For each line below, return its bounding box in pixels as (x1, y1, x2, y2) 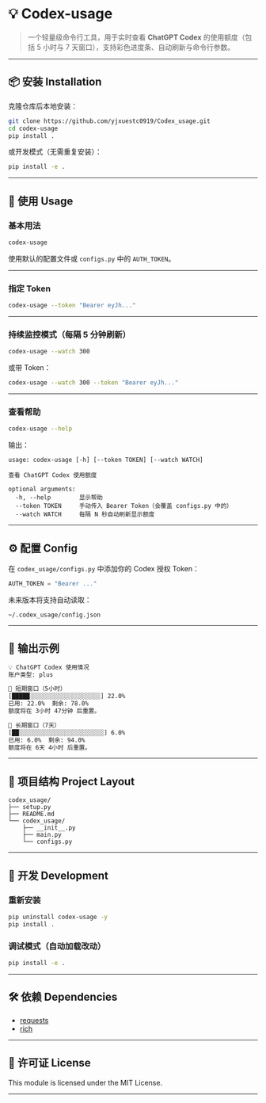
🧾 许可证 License (8, 1056, 91, 1070)
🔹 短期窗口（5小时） (8, 685, 66, 693)
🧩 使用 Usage (8, 194, 74, 208)
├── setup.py (8, 803, 51, 811)
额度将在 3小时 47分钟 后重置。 (8, 707, 101, 716)
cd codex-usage (8, 124, 59, 132)
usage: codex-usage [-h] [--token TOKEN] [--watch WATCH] (8, 456, 203, 464)
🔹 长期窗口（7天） (8, 721, 61, 729)
